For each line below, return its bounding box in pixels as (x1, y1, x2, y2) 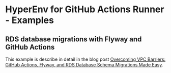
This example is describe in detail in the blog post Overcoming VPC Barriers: (5, 56, 166, 62)
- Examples (5, 14, 54, 26)
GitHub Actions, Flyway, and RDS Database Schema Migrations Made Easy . (5, 62, 163, 67)
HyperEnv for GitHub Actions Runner (5, 4, 164, 15)
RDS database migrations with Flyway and (5, 35, 142, 43)
